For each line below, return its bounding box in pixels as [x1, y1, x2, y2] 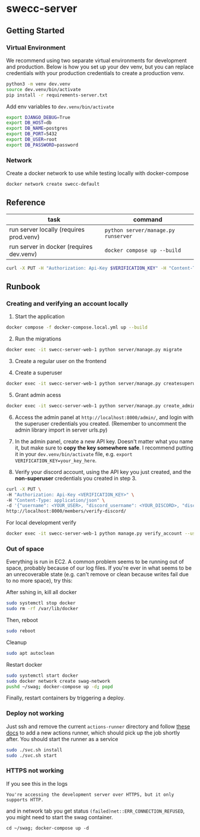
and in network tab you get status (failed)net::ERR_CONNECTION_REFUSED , [6, 807, 185, 814]
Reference [6, 198, 46, 208]
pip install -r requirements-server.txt [6, 92, 108, 98]
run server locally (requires [9, 225, 85, 233]
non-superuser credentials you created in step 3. [14, 474, 137, 482]
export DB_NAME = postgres [6, 126, 68, 132]
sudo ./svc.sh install [6, 747, 62, 753]
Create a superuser [14, 369, 62, 376]
